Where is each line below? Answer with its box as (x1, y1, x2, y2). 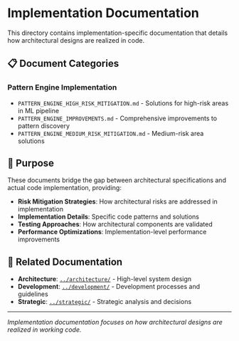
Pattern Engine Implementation (7, 83, 117, 93)
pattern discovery (17, 121, 70, 130)
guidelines (17, 290, 48, 298)
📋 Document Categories (7, 58, 119, 70)
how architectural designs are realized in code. (7, 36, 144, 44)
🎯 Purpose (7, 157, 55, 169)
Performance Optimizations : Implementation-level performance (17, 228, 207, 236)
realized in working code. (7, 325, 82, 334)
